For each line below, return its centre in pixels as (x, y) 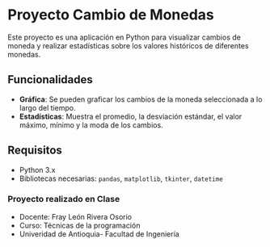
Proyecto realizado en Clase (64, 199)
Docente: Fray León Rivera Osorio (76, 216)
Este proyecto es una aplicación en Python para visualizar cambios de (124, 37)
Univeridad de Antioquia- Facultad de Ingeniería (99, 234)
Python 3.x (37, 170)
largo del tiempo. (47, 107)
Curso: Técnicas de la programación (80, 225)
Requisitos (35, 151)
